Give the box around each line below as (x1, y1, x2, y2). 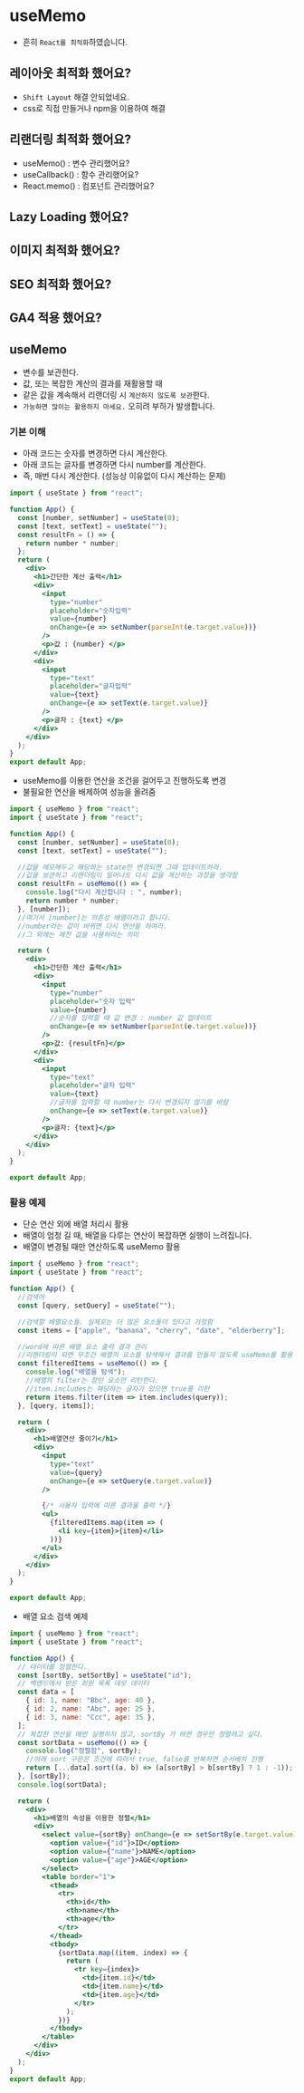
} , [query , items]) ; (17, 1401, 95, 1410)
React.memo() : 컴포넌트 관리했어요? (22, 180, 155, 191)
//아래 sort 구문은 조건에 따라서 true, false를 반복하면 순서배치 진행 (25, 1755, 264, 1764)
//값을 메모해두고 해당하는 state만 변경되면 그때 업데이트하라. (17, 863, 223, 872)
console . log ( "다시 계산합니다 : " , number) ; (25, 888, 183, 897)
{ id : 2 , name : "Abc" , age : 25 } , (25, 1704, 156, 1713)
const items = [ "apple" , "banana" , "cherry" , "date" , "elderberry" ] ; (17, 1326, 286, 1335)
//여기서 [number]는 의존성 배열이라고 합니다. (17, 912, 172, 922)
